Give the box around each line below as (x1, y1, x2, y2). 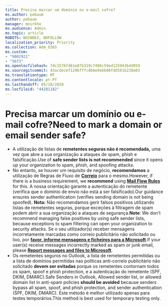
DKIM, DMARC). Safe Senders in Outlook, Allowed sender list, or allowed (12, 274, 161, 280)
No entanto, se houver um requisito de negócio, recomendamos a (12, 168, 149, 174)
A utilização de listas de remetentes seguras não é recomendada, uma (12, 146, 161, 152)
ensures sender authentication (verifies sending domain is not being (12, 194, 154, 200)
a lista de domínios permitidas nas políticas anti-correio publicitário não (12, 258, 160, 264)
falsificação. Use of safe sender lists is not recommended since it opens (12, 157, 163, 163)
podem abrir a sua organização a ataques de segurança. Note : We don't (12, 210, 161, 216)
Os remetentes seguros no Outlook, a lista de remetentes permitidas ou (12, 253, 160, 259)
